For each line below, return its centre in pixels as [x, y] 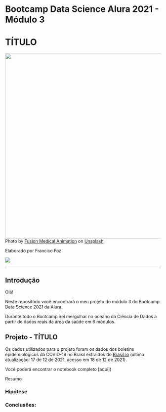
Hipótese [16, 391]
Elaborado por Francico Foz [33, 251]
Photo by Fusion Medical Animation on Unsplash [54, 241]
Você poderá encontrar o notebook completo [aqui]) [58, 369]
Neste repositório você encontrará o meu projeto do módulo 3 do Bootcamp [82, 301]
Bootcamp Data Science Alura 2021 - [82, 9]
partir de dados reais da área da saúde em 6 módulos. [60, 322]
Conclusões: [21, 405]
